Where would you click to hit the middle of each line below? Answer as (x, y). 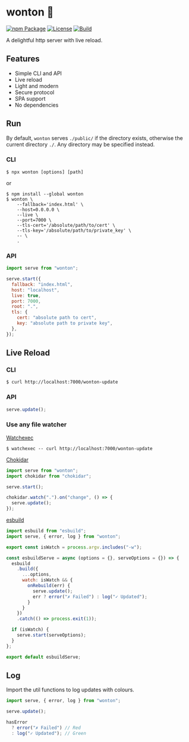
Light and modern (37, 86)
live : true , (26, 295)
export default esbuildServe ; (44, 657)
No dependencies (37, 105)
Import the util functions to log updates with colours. (70, 690)
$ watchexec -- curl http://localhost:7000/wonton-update (79, 448)
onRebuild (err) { (49, 586)
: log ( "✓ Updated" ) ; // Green (49, 733)
